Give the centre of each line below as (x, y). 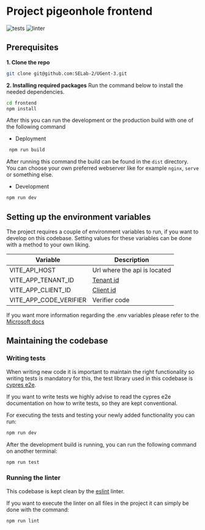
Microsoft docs (25, 321)
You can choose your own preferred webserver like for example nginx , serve (102, 168)
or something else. (30, 175)
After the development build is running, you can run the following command (102, 444)
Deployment (31, 138)
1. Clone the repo (28, 62)
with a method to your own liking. (48, 244)
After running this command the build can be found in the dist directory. (97, 162)
